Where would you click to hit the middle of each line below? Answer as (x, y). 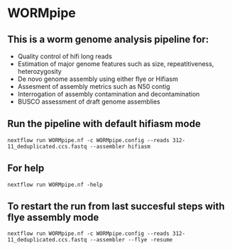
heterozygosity (39, 71)
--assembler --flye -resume (131, 240)
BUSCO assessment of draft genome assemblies (89, 102)
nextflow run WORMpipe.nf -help (55, 185)
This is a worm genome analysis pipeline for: (108, 39)
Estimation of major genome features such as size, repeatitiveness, (116, 64)
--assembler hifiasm (120, 146)
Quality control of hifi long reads (65, 56)
